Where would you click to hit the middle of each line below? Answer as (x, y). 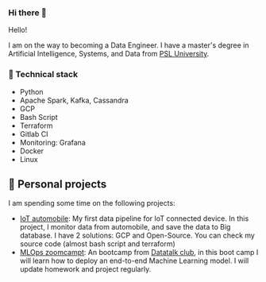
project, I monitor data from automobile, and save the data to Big (125, 227)
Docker (32, 151)
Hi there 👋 (28, 13)
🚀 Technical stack (43, 75)
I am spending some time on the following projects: (92, 203)
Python (31, 91)
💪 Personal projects (58, 184)
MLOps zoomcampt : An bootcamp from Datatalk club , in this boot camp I (139, 253)
